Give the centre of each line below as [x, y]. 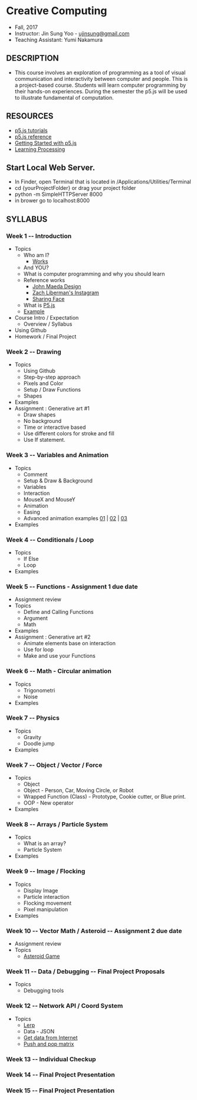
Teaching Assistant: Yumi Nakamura [59, 40]
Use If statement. [45, 440]
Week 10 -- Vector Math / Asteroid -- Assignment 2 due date [94, 931]
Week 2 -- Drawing [34, 352]
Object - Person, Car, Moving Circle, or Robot [78, 790]
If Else [31, 559]
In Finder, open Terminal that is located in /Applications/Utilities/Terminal [103, 182]
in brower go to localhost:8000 [52, 201]
